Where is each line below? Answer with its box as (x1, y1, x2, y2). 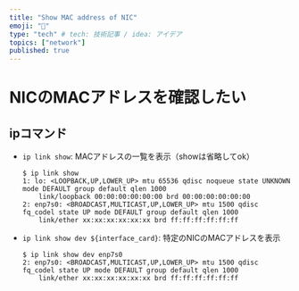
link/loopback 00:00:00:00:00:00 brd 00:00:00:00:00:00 (38, 193, 251, 202)
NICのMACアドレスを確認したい (9, 87, 247, 108)
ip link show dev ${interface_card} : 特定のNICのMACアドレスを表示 (21, 233, 281, 244)
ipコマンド (9, 126, 67, 141)
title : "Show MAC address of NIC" (9, 12, 138, 22)
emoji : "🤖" (9, 21, 50, 30)
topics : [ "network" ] (9, 37, 87, 47)
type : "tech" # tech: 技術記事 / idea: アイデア (9, 29, 183, 38)
